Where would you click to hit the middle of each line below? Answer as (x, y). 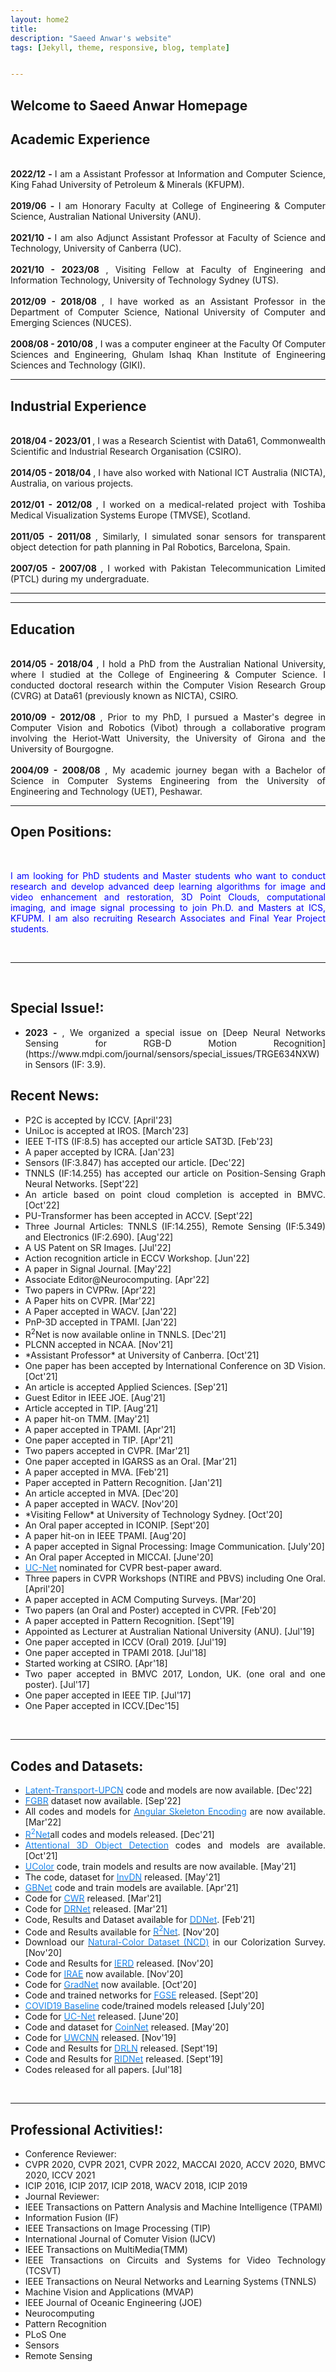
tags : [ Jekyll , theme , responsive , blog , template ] (120, 47)
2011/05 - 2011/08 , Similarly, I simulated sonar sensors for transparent (168, 537)
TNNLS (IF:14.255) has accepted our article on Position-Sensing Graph (175, 1173)
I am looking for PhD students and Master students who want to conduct (168, 875)
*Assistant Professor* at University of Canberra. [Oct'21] (142, 1355)
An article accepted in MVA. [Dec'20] (101, 1493)
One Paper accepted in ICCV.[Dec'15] (102, 1706)
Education (43, 629)
